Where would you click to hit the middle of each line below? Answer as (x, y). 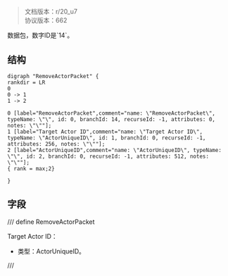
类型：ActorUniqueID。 (51, 251)
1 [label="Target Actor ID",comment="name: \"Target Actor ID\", (105, 132)
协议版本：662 (46, 20)
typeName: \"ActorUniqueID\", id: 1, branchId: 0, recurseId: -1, (107, 138)
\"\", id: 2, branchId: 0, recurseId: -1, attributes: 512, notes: (108, 156)
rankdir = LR (26, 82)
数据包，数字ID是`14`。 (40, 35)
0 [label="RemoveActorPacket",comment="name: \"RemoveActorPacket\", (112, 113)
